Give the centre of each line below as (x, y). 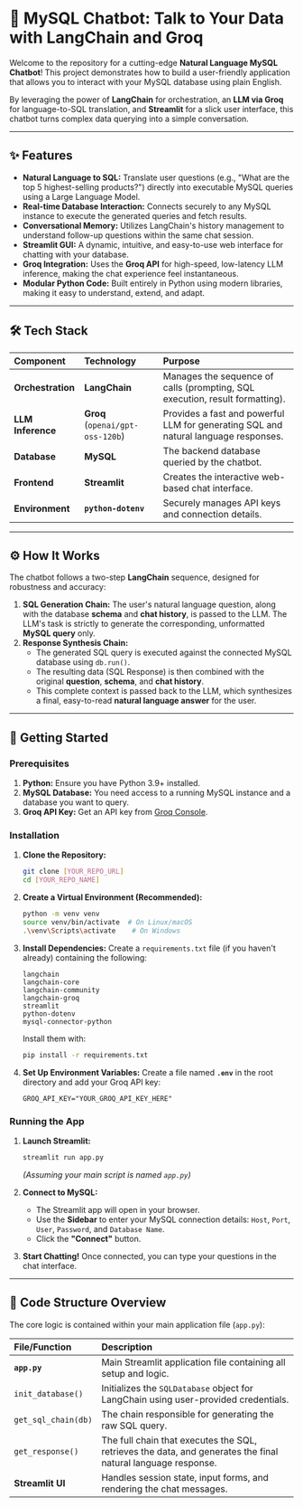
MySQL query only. (59, 633)
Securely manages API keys (222, 503)
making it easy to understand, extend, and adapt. (114, 292)
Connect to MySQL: (60, 1192)
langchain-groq (51, 998)
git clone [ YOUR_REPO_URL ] (73, 872)
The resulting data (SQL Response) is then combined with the (150, 672)
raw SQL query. (134, 1426)
